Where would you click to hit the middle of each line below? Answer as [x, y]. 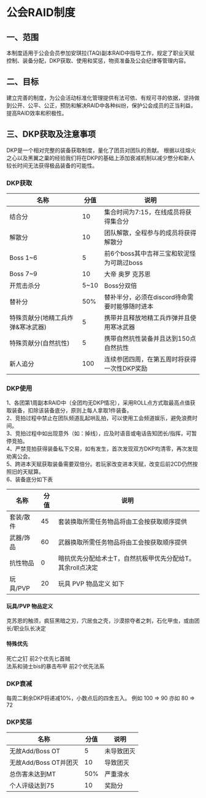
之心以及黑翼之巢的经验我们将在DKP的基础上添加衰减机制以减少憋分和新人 [101, 158]
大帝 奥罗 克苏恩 [127, 274]
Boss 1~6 [24, 257]
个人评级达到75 [32, 786]
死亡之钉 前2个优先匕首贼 [38, 658]
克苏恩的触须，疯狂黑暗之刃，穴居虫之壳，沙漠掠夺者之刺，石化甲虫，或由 [100, 621]
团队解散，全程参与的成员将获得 [150, 232]
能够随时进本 [135, 306]
